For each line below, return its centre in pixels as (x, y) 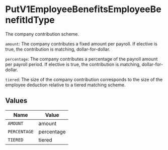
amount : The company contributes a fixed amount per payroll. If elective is (81, 43)
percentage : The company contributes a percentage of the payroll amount (81, 59)
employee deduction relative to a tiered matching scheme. (65, 85)
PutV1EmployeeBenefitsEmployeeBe (83, 9)
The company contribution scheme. (42, 34)
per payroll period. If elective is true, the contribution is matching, (73, 64)
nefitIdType (30, 20)
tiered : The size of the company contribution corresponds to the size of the (84, 79)
